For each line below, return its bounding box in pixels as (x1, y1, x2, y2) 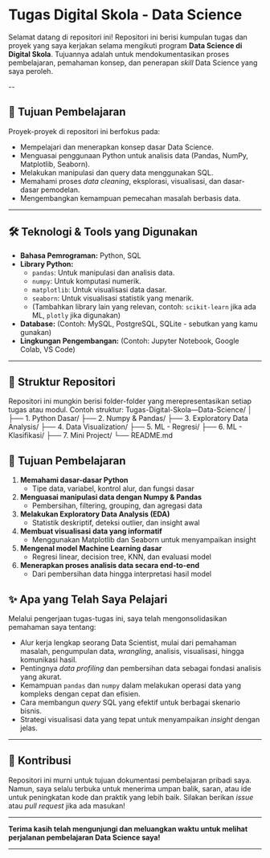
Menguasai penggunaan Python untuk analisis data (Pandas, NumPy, (19, 150, 249, 160)
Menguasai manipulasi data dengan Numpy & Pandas (19, 492, 202, 502)
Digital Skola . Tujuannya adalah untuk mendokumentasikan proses (8, 49, 230, 59)
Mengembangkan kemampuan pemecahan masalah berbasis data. (19, 193, 241, 202)
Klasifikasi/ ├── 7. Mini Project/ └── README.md (8, 431, 174, 440)
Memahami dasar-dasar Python (19, 476, 129, 485)
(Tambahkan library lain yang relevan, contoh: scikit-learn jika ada (31, 301, 257, 311)
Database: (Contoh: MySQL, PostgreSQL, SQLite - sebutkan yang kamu (19, 319, 259, 329)
